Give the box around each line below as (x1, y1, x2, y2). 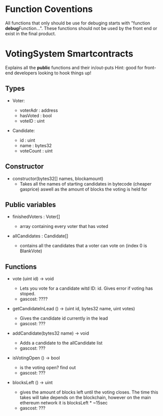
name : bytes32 (19, 142, 52, 148)
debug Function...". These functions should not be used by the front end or (5, 25, 158, 31)
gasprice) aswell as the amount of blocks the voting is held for (19, 186, 148, 192)
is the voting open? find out (19, 365, 76, 371)
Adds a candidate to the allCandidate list (19, 340, 103, 346)
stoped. (19, 291, 36, 297)
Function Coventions (5, 3, 93, 15)
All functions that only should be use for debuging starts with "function (5, 20, 151, 26)
